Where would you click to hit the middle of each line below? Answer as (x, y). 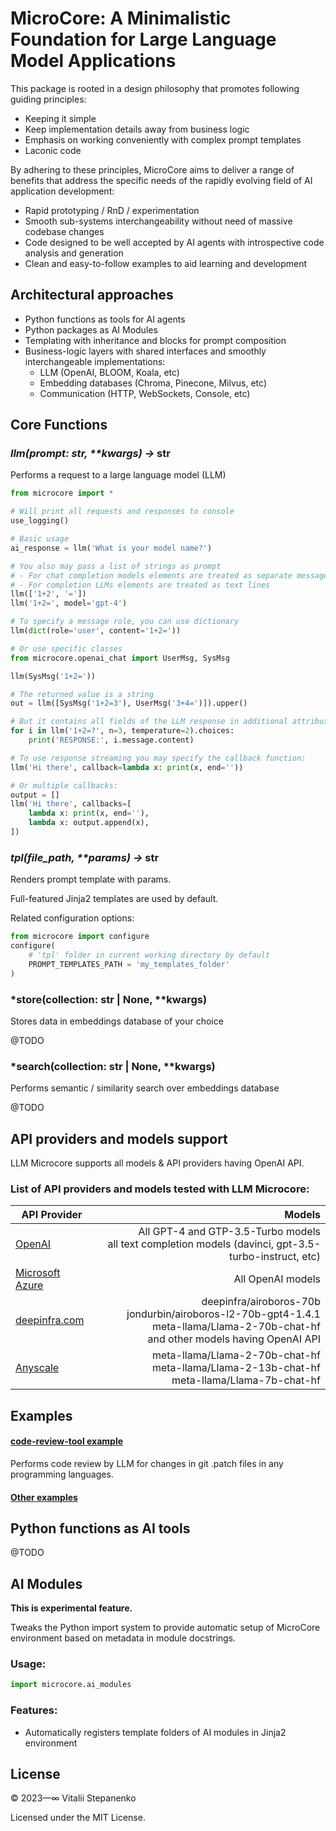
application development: (62, 191)
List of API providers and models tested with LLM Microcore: (160, 1189)
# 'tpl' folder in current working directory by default (149, 955)
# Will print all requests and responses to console (122, 512)
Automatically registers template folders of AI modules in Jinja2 (155, 1732)
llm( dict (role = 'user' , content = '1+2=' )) (96, 631)
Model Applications (93, 61)
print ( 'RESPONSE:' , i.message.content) (111, 740)
